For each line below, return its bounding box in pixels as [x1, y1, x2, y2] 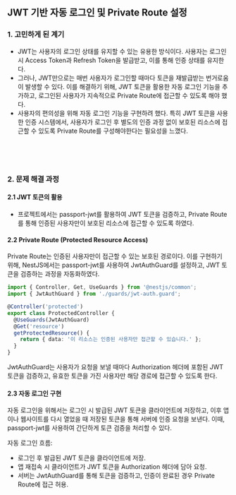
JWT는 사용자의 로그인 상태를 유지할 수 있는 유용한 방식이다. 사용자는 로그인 [17, 47, 227, 55]
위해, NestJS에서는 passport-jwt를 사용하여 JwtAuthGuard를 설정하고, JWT [7, 261, 221, 270]
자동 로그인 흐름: [7, 439, 53, 447]
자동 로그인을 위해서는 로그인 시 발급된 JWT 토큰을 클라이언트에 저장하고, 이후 [7, 406, 222, 415]
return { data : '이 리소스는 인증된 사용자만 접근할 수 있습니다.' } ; [20, 336, 202, 343]
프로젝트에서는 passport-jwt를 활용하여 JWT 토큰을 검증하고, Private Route [17, 210, 228, 219]
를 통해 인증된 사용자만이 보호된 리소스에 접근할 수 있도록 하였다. [17, 219, 194, 227]
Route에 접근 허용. [17, 480, 69, 489]
